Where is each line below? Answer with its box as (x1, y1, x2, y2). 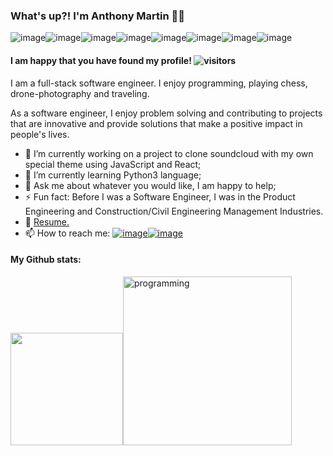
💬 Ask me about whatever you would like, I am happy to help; (24, 179, 277, 191)
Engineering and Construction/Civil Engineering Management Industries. (24, 205, 324, 217)
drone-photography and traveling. (10, 87, 150, 99)
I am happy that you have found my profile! (10, 54, 192, 66)
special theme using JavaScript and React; (24, 158, 202, 170)
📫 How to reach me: (24, 227, 111, 239)
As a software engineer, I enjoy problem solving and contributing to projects (10, 107, 323, 119)
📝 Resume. (24, 215, 70, 228)
